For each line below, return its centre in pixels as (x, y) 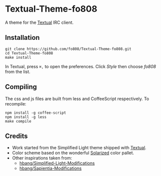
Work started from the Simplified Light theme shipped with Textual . (79, 148)
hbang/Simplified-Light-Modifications (57, 163)
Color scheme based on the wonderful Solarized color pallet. (73, 153)
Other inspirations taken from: (42, 158)
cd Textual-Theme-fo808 (29, 53)
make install (18, 57)
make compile (18, 121)
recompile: (16, 104)
